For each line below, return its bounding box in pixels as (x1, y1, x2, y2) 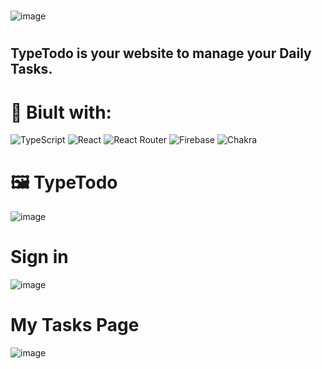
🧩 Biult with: (10, 101, 112, 124)
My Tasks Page (10, 314, 140, 337)
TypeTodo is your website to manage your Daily (10, 45, 312, 62)
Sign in (10, 246, 69, 269)
